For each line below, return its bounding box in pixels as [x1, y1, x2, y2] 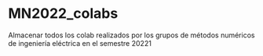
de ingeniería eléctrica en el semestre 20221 [8, 38, 152, 47]
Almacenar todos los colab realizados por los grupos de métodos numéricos [8, 30, 255, 40]
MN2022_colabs [8, 5, 119, 23]
